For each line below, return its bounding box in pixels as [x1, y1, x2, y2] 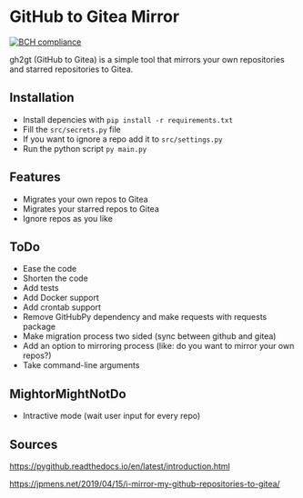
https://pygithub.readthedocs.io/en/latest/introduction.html [9, 461, 230, 472]
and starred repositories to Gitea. [9, 64, 134, 75]
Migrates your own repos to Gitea [22, 194, 148, 204]
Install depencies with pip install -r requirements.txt [22, 114, 234, 124]
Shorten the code [22, 273, 88, 284]
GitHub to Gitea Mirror [9, 6, 180, 27]
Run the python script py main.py [22, 143, 147, 154]
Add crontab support [22, 302, 102, 313]
